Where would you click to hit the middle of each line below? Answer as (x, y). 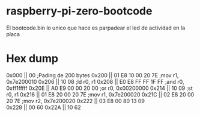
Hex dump (32, 59)
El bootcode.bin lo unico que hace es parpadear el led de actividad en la (95, 28)
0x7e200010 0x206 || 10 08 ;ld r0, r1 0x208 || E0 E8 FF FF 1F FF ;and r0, (95, 81)
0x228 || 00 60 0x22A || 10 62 (44, 107)
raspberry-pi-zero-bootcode (79, 11)
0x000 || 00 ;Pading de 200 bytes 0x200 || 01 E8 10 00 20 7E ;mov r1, (92, 75)
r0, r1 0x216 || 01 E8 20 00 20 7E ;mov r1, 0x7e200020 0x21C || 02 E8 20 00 (100, 94)
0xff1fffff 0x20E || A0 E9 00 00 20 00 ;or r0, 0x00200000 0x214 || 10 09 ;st (100, 88)
